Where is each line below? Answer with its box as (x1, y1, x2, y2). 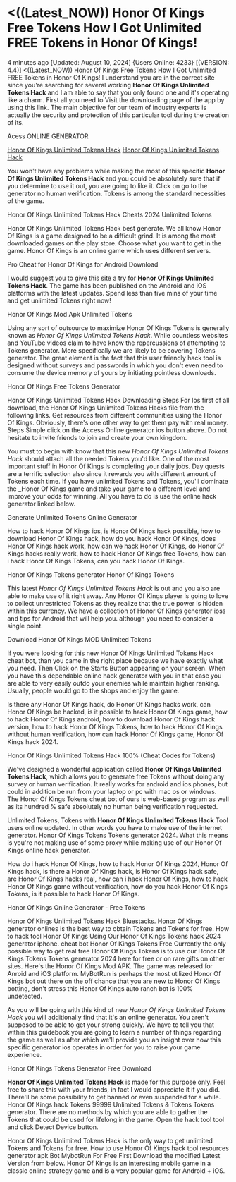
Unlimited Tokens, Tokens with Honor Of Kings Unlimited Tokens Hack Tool (7, 816, 229, 824)
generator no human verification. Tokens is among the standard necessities (7, 189, 227, 197)
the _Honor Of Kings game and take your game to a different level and (7, 485, 211, 493)
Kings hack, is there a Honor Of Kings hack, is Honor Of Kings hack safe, (7, 867, 219, 875)
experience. (7, 1050, 42, 1059)
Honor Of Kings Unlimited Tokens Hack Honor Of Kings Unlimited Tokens (7, 145, 220, 154)
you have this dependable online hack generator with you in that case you (7, 671, 222, 680)
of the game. (7, 196, 44, 205)
